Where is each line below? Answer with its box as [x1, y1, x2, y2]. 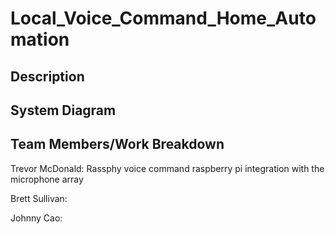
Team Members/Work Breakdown [10, 136, 225, 153]
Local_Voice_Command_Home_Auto [10, 7, 317, 30]
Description [10, 68, 85, 85]
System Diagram [10, 102, 117, 119]
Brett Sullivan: [10, 192, 68, 204]
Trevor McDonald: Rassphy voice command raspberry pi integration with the [10, 162, 325, 174]
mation [10, 28, 70, 51]
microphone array [10, 173, 84, 185]
